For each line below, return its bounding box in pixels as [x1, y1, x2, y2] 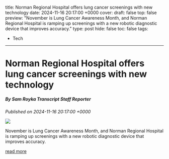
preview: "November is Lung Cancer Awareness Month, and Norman [5, 15, 147, 21]
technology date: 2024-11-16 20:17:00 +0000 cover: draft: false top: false [5, 10, 157, 16]
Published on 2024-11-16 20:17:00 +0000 [5, 109, 91, 115]
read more [5, 148, 27, 154]
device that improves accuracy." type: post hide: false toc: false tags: [5, 26, 148, 32]
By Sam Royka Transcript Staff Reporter [5, 96, 92, 102]
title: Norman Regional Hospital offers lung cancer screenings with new [5, 5, 153, 10]
